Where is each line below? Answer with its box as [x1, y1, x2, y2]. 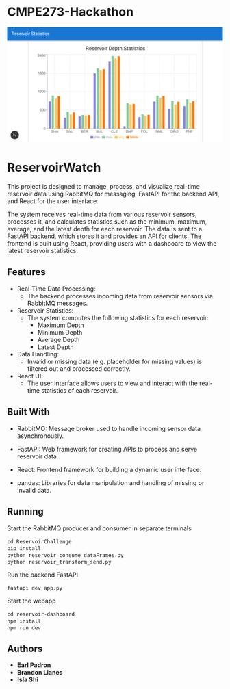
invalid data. [16, 486, 52, 494]
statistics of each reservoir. [40, 386, 118, 394]
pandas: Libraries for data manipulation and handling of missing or [16, 478, 205, 486]
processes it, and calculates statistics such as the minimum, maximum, [7, 218, 207, 226]
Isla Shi [16, 675, 39, 684]
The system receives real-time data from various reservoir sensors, [7, 210, 197, 219]
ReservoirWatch [7, 160, 101, 175]
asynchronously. [16, 432, 64, 440]
